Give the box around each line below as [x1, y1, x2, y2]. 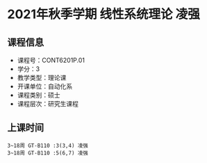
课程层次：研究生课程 [17, 100, 78, 108]
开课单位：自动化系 [17, 82, 73, 91]
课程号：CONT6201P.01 [17, 56, 85, 64]
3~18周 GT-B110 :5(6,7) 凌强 [7, 149, 89, 157]
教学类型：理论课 [17, 74, 67, 81]
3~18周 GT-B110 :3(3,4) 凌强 [7, 142, 89, 149]
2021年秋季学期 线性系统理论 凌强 [7, 6, 200, 22]
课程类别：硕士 [17, 91, 60, 99]
